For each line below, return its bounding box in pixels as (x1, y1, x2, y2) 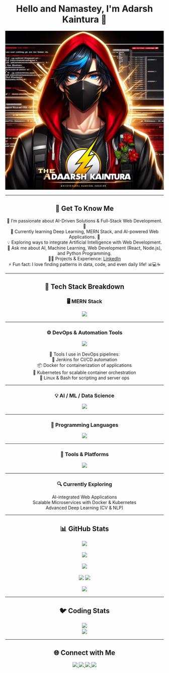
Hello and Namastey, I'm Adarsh (16, 3, 153, 15)
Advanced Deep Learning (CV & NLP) (45, 504, 124, 511)
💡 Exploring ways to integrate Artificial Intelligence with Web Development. (7, 239, 162, 245)
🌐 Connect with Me (53, 648, 116, 657)
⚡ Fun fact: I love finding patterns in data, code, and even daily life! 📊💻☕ (8, 261, 161, 267)
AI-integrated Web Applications (52, 494, 117, 500)
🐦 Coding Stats (59, 606, 110, 615)
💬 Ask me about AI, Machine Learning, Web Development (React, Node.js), (7, 245, 162, 251)
